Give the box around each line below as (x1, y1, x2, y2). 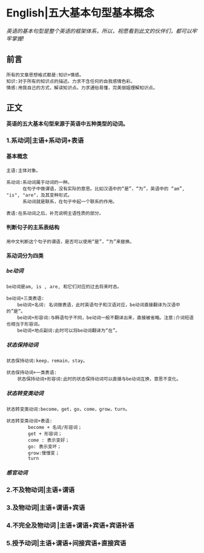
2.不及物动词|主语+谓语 (6, 486, 75, 494)
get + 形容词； (28, 431, 62, 437)
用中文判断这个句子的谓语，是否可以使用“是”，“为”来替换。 (6, 238, 134, 244)
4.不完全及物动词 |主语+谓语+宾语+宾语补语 (6, 522, 134, 530)
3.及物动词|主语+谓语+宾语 (6, 503, 85, 512)
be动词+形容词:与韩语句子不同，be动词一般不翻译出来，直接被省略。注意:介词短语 (17, 315, 194, 321)
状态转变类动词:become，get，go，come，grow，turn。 (6, 407, 130, 413)
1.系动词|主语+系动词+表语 (6, 136, 84, 145)
